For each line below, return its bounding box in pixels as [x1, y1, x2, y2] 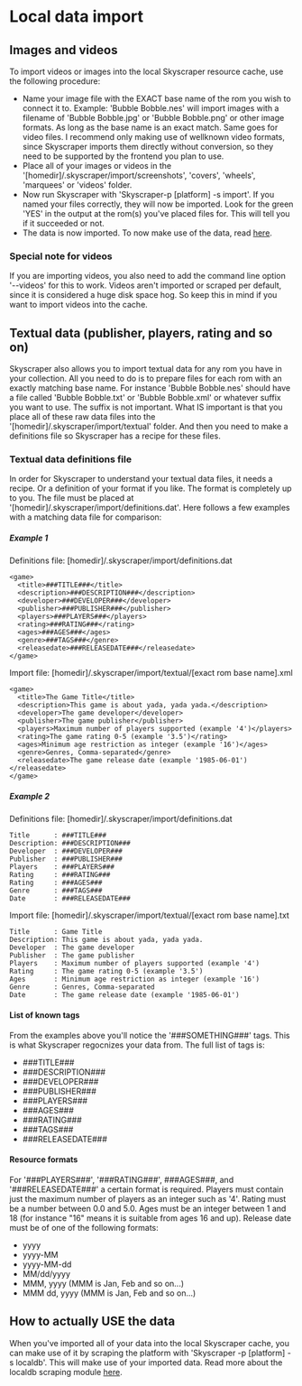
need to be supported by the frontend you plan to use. [22, 151, 224, 162]
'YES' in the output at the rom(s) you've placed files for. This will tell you [22, 208, 290, 218]
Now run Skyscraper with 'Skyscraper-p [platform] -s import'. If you [22, 189, 275, 199]
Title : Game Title [9, 928, 103, 937]
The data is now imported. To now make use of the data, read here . [22, 227, 273, 238]
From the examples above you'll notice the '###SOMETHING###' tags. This [9, 1030, 290, 1040]
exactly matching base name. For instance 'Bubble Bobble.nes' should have [9, 383, 291, 393]
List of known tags [9, 1009, 80, 1021]
